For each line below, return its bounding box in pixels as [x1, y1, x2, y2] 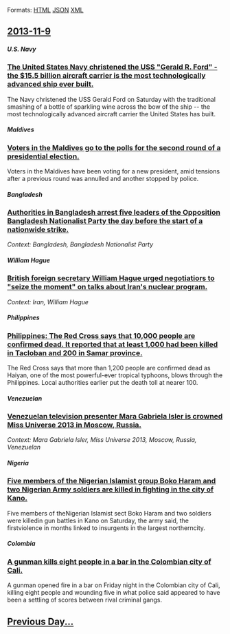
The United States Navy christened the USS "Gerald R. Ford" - [7, 62, 218, 72]
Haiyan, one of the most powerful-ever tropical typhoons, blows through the [7, 371, 223, 379]
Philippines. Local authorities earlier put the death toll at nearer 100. [7, 379, 198, 387]
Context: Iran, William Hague [7, 297, 89, 306]
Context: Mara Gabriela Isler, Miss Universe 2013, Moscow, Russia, [7, 436, 197, 444]
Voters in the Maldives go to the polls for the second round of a [7, 142, 221, 152]
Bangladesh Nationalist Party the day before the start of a [7, 216, 203, 226]
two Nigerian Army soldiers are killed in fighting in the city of [7, 485, 214, 494]
